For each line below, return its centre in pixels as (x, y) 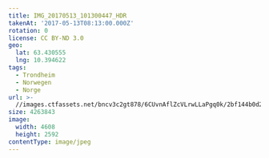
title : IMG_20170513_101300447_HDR (68, 16)
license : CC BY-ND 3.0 (46, 38)
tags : (17, 68)
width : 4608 (36, 127)
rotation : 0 (28, 30)
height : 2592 (37, 134)
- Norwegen (34, 82)
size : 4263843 (32, 113)
